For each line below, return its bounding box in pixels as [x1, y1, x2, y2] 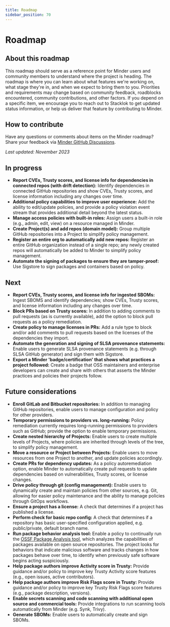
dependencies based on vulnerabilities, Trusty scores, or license [12, 471, 148, 477]
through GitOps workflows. [12, 498, 70, 504]
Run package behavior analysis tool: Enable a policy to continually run [12, 530, 162, 537]
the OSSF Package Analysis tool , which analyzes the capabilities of [12, 536, 153, 542]
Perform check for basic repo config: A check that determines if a [12, 514, 153, 520]
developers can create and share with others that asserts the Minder [12, 367, 156, 373]
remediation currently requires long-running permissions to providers [12, 422, 158, 428]
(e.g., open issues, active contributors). [12, 574, 95, 580]
